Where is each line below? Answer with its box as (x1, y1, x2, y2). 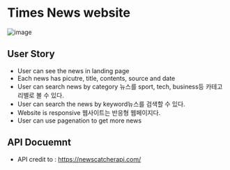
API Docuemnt (7, 137, 72, 148)
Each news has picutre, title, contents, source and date (17, 74, 176, 82)
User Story (7, 48, 55, 60)
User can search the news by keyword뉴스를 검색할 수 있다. (17, 100, 186, 108)
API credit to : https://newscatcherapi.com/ (17, 155, 141, 163)
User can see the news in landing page (17, 66, 130, 75)
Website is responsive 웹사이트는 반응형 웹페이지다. (17, 108, 161, 116)
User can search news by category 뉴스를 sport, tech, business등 (17, 82, 204, 91)
